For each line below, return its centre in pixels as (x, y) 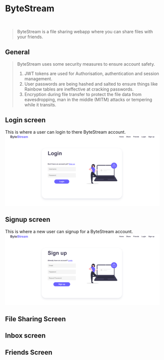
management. (38, 78)
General (18, 52)
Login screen (25, 120)
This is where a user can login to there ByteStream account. (65, 132)
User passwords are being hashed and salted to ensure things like (91, 84)
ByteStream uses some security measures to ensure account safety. (86, 64)
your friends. (30, 37)
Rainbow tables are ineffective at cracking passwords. (79, 89)
